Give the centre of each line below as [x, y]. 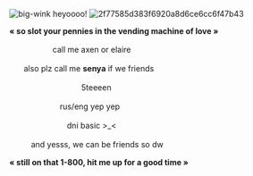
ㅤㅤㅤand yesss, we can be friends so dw [86, 144]
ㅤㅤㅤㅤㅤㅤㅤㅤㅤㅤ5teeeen [60, 88]
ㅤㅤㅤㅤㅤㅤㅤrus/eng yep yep [65, 106]
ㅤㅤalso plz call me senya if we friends [82, 68]
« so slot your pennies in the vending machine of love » [114, 31]
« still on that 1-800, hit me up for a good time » [99, 162]
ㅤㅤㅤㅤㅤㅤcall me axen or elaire [70, 50]
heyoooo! [70, 14]
